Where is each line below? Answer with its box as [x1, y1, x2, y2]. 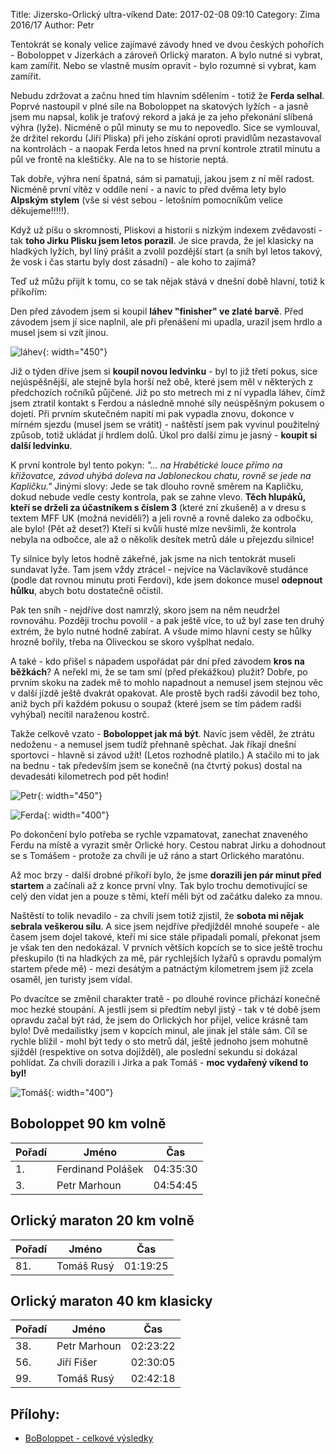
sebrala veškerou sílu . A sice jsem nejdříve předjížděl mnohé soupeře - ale [10, 920, 320, 932]
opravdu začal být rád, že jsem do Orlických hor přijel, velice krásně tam [10, 1014, 309, 1026]
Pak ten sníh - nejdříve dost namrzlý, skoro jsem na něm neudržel [10, 604, 280, 616]
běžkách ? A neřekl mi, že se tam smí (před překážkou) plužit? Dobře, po [10, 666, 308, 678]
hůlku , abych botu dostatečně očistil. [10, 585, 164, 596]
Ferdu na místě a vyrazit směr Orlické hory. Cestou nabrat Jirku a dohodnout [10, 839, 327, 851]
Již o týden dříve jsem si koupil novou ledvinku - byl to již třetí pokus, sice [10, 365, 318, 377]
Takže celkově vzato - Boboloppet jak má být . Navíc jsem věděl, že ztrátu [10, 728, 315, 739]
